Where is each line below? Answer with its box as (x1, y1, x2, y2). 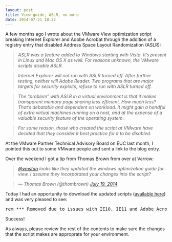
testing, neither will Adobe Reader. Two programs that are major (17, 78, 154, 84)
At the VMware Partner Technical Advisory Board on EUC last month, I (5, 140, 154, 146)
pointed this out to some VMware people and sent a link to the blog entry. (5, 146, 160, 152)
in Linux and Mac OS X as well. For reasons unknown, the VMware (17, 57, 159, 63)
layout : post (5, 7, 33, 13)
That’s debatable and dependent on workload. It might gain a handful (17, 104, 165, 111)
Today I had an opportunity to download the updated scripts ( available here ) (5, 191, 166, 197)
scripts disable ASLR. (17, 62, 63, 69)
